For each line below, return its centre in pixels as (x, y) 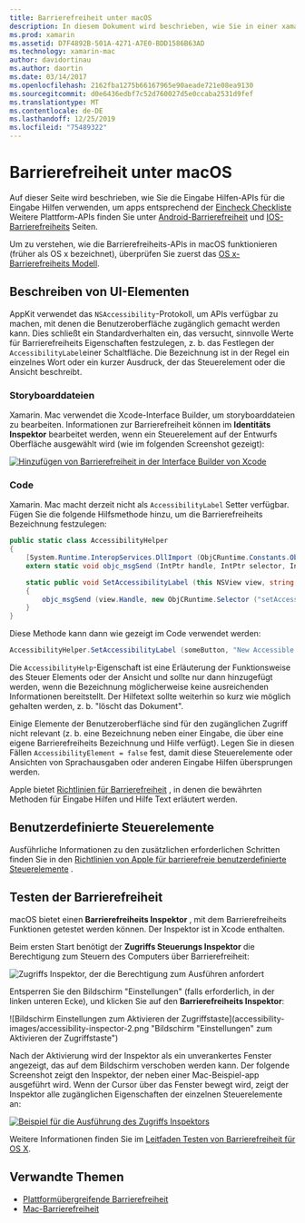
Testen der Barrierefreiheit (86, 898)
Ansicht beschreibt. (46, 371)
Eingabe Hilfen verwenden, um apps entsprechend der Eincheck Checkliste (151, 207)
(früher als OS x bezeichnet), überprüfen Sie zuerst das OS (120, 253)
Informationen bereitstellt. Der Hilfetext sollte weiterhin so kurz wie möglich (150, 696)
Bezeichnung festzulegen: (58, 524)
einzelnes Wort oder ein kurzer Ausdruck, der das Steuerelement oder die (148, 362)
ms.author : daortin (46, 69)
